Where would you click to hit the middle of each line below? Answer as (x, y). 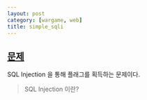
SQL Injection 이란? (52, 89)
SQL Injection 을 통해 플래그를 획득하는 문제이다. (74, 74)
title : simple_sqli (36, 26)
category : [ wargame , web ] (45, 20)
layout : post (26, 14)
